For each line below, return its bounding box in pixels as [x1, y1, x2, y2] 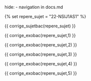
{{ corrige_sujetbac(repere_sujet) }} [4, 23, 76, 29]
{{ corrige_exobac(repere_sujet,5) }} [4, 70, 77, 76]
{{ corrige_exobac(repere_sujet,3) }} [4, 51, 77, 57]
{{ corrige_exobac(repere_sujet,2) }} [4, 42, 77, 48]
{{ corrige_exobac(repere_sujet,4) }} [4, 61, 77, 66]
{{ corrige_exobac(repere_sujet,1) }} [4, 33, 76, 38]
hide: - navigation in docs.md [4, 4, 63, 10]
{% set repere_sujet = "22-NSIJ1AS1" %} [4, 14, 86, 19]
